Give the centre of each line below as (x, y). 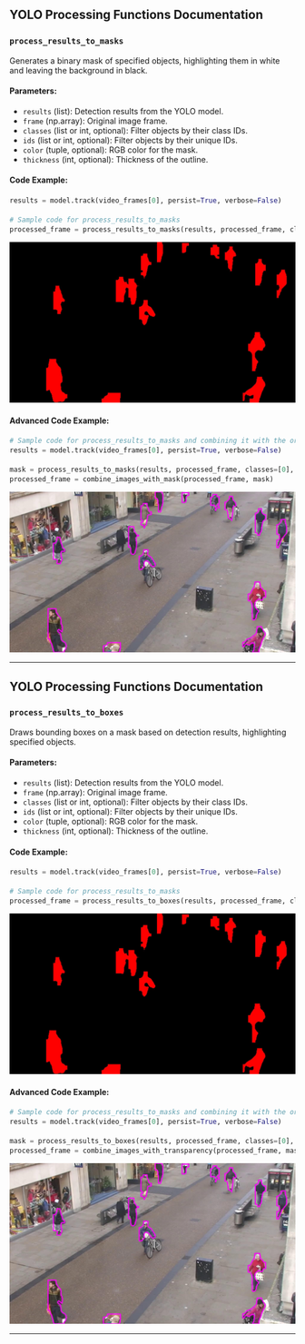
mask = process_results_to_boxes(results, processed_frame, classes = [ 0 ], (152, 1141)
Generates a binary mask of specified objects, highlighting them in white (145, 60)
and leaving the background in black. (79, 70)
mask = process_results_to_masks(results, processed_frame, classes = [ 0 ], (152, 469)
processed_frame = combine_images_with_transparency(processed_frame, (146, 1151)
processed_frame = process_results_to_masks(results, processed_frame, (148, 229)
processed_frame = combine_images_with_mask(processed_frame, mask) (142, 479)
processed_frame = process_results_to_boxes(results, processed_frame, (148, 901)
